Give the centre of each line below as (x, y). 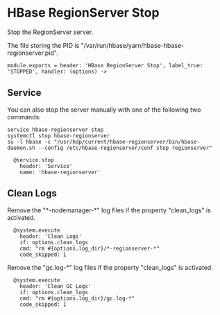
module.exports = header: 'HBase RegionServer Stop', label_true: (105, 65)
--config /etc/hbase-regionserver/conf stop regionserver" (125, 148)
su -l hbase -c (29, 142)
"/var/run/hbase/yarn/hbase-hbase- (133, 45)
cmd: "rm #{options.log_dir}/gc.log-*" (77, 298)
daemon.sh (22, 148)
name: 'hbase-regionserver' (60, 172)
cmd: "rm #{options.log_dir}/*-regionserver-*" (90, 248)
